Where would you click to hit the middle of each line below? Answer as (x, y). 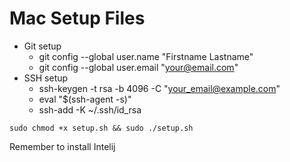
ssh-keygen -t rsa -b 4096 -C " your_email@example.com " (159, 88)
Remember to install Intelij (62, 146)
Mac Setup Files (77, 18)
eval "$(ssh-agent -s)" (85, 99)
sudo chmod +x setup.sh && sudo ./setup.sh (101, 128)
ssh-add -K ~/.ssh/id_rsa (90, 109)
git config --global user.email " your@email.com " (138, 67)
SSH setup (46, 78)
